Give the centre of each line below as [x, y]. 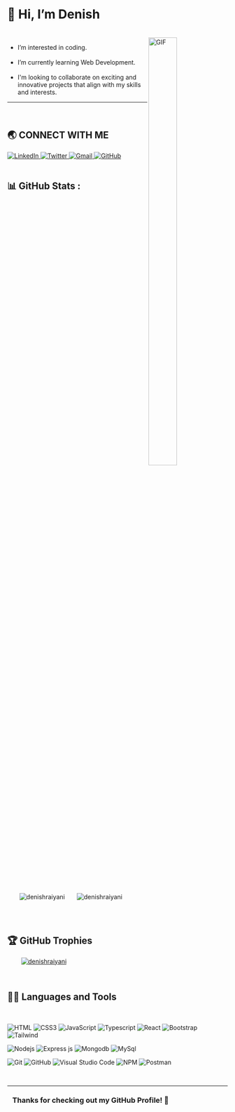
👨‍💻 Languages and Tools [62, 997]
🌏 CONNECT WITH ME [58, 135]
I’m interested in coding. [52, 47]
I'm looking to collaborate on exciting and [77, 77]
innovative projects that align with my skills [79, 84]
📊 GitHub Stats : [44, 186]
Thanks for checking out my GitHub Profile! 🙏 [91, 1100]
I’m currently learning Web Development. [76, 62]
